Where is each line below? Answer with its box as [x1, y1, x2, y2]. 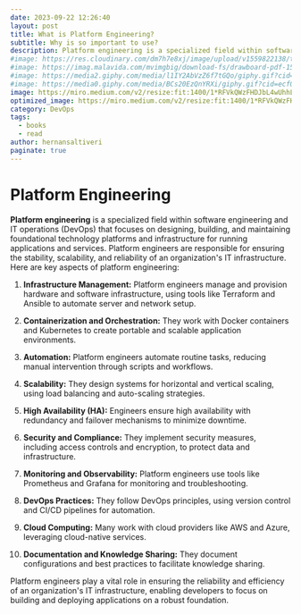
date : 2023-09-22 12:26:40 [10, 13, 111, 22]
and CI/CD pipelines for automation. [22, 504, 155, 515]
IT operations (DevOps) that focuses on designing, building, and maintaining [10, 223, 291, 234]
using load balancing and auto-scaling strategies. [22, 388, 205, 399]
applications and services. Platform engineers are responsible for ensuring [10, 242, 285, 253]
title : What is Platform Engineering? [10, 29, 155, 38]
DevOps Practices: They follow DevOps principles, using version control [22, 495, 291, 506]
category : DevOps [10, 105, 75, 114]
